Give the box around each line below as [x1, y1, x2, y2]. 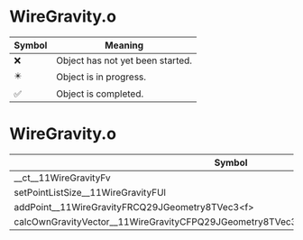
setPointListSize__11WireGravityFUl [14, 186, 167, 198]
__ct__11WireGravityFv [14, 171, 111, 184]
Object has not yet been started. [55, 54, 192, 67]
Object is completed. [55, 88, 144, 100]
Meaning [105, 39, 144, 51]
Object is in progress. [55, 70, 147, 83]
